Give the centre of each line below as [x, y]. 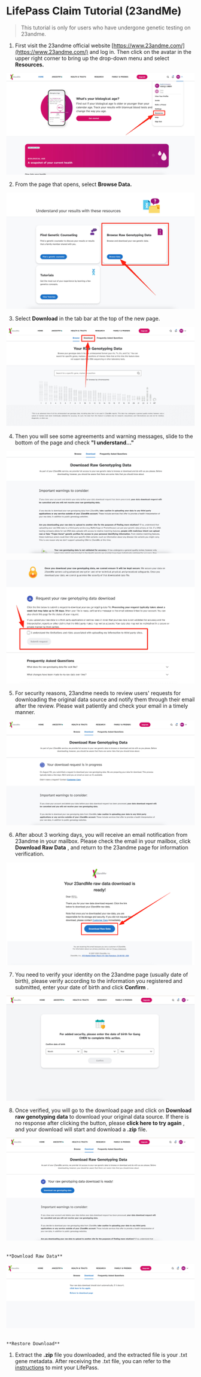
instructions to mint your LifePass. [57, 1367]
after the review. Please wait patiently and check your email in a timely [101, 706]
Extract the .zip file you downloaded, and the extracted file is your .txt [101, 1355]
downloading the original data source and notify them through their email [105, 700]
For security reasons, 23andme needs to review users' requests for [98, 693]
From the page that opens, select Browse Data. [73, 184]
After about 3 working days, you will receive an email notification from [101, 834]
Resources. [29, 65]
